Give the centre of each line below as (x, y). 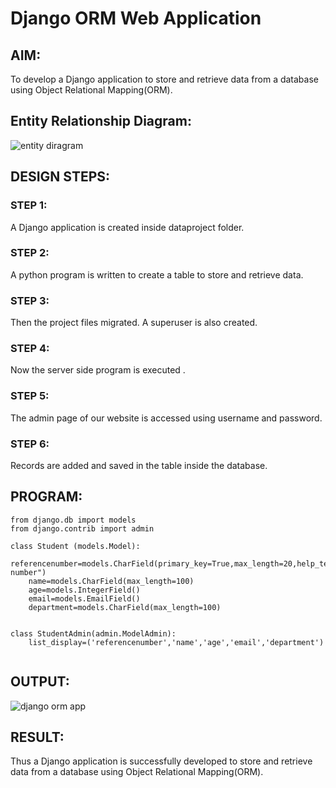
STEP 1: (29, 205)
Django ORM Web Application (136, 18)
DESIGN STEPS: (60, 177)
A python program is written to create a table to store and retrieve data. (157, 274)
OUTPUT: (40, 682)
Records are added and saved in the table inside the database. (139, 465)
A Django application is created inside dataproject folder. (127, 227)
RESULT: (37, 737)
